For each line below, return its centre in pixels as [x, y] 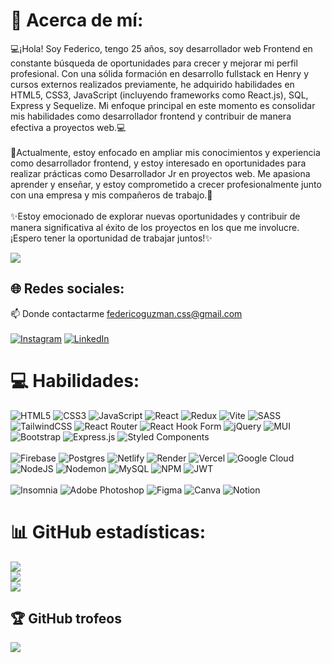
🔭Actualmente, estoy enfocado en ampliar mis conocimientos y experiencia [165, 152]
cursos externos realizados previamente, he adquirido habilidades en [152, 84]
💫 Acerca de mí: [77, 20]
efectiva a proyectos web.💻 [68, 127]
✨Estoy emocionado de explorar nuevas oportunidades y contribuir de [155, 216]
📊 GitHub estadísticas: [108, 531]
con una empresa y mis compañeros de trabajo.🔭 [111, 195]
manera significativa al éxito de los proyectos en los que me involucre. [155, 227]
